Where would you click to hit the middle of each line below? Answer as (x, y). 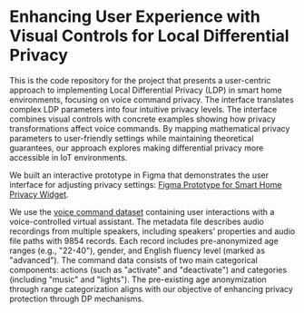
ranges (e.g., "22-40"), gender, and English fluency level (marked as (137, 250)
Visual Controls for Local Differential (149, 36)
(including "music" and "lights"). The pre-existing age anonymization (138, 279)
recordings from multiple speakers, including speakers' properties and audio (152, 231)
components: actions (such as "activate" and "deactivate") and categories (148, 269)
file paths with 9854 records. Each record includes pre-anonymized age (144, 240)
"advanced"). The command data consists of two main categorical (134, 259)
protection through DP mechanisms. (77, 298)
